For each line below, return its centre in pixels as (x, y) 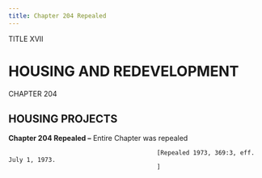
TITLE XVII (26, 39)
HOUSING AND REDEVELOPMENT (124, 71)
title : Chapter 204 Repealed (57, 16)
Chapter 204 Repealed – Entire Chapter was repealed (98, 139)
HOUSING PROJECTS (63, 119)
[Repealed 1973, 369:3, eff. (205, 153)
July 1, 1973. (32, 160)
